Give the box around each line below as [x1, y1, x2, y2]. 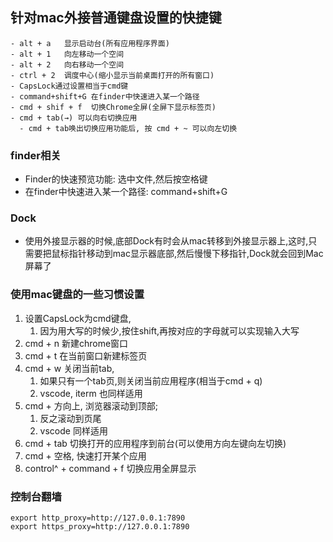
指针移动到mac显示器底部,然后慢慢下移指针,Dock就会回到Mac [68, 248, 324, 260]
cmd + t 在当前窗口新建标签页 [24, 349, 148, 362]
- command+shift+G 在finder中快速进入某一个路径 [10, 91, 200, 102]
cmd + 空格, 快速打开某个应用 [24, 449, 147, 462]
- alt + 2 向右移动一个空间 [10, 59, 125, 70]
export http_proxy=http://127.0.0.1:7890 [10, 513, 186, 523]
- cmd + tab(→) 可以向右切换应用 [10, 113, 138, 123]
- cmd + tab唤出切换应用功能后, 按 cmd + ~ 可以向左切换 [19, 123, 238, 133]
